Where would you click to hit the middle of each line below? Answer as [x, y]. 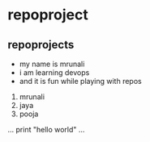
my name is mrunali [52, 64]
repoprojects [41, 45]
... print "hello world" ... [46, 129]
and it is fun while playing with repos [81, 81]
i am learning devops [54, 73]
